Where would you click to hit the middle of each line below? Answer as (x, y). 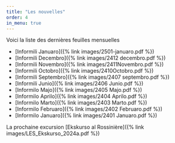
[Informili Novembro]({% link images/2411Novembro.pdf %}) (89, 64)
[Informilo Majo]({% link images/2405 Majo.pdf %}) (79, 90)
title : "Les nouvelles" (36, 12)
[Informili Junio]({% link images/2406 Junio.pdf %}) (79, 84)
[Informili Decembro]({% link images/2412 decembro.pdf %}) (90, 58)
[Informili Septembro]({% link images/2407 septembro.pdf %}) (92, 77)
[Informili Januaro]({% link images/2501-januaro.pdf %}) (85, 52)
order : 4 (17, 17)
